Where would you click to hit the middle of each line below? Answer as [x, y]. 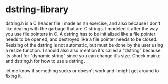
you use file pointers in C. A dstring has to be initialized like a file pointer [80, 34]
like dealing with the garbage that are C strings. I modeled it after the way [82, 28]
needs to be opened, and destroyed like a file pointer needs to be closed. [81, 39]
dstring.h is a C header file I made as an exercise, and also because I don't [83, 23]
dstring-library [37, 9]
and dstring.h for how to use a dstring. [45, 61]
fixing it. [14, 76]
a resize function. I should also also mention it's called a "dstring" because [83, 50]
